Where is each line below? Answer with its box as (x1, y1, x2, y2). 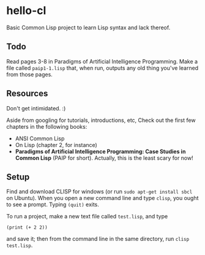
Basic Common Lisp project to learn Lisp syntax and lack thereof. (6, 24, 171, 31)
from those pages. (6, 71, 53, 78)
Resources (6, 88, 48, 99)
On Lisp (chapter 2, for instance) (15, 141, 98, 148)
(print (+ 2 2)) (6, 224, 48, 231)
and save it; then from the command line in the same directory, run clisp (6, 235, 190, 243)
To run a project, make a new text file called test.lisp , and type (6, 213, 168, 220)
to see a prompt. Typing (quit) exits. (6, 201, 100, 208)
